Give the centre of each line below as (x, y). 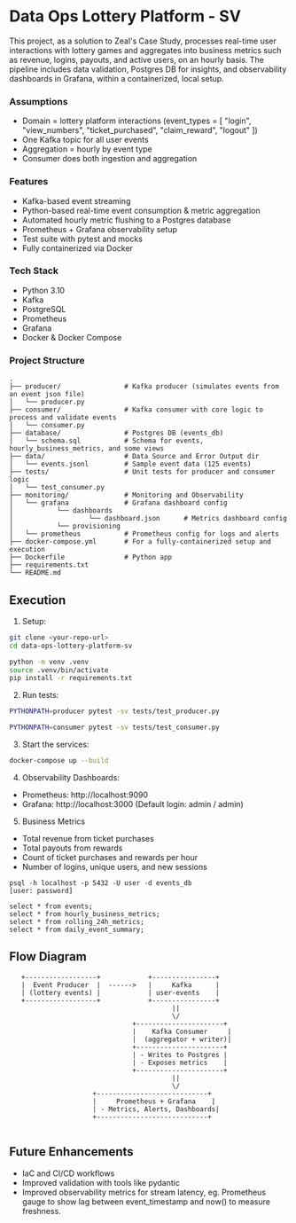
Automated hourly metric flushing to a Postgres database (126, 220)
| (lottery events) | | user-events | (120, 992)
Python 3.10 (43, 290)
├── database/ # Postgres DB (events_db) (117, 433)
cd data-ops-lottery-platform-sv (71, 646)
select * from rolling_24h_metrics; (77, 921)
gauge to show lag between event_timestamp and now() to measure (146, 1201)
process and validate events (63, 418)
